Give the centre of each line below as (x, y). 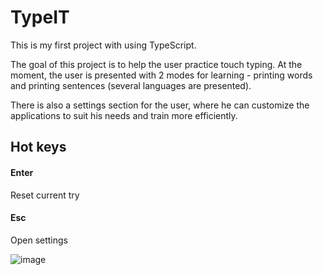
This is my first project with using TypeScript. (103, 45)
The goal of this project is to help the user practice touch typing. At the (156, 64)
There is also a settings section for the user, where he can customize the (160, 105)
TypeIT (40, 17)
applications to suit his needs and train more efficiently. (124, 115)
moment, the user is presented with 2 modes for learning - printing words (161, 75)
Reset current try (45, 195)
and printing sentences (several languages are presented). (131, 85)
